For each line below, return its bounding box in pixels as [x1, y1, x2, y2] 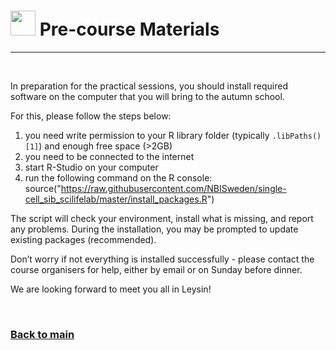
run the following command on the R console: [24, 171, 213, 184]
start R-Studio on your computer [24, 161, 159, 173]
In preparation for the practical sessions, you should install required [10, 80, 289, 92]
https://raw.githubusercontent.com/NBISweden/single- [60, 182, 287, 194]
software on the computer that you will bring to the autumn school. [10, 90, 285, 102]
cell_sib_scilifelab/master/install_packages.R [24, 193, 208, 205]
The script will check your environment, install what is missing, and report [10, 212, 314, 224]
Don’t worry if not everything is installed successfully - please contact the [10, 253, 315, 265]
